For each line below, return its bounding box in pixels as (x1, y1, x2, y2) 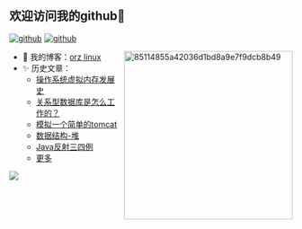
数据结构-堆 (35, 129, 80, 141)
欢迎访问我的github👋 (9, 8, 126, 24)
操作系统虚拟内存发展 (35, 74, 115, 84)
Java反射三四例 (35, 141, 93, 152)
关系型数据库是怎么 (35, 96, 108, 107)
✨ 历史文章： (22, 62, 72, 74)
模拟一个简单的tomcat (35, 119, 118, 129)
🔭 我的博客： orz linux (22, 51, 102, 62)
